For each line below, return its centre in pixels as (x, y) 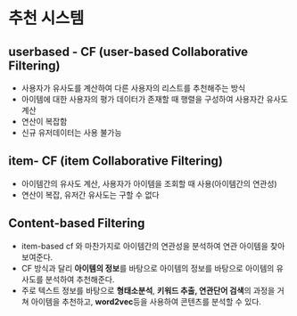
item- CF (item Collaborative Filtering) (116, 161)
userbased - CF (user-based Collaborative (128, 51)
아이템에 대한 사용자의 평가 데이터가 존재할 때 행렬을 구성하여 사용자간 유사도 (155, 99)
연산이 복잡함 (44, 122)
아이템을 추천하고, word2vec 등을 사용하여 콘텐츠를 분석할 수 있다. (146, 301)
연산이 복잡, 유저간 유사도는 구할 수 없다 (90, 194)
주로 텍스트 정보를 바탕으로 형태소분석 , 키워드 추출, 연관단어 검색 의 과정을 (148, 290)
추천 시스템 (46, 18)
